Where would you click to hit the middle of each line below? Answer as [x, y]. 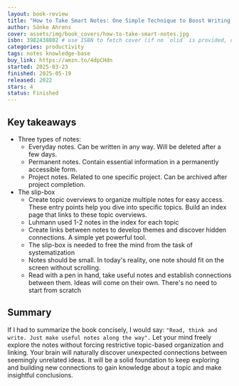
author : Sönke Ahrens [39, 27]
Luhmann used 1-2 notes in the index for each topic [103, 222]
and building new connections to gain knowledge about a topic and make [115, 368]
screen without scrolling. [64, 267]
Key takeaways [42, 122]
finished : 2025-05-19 [39, 73]
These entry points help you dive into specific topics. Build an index [127, 207]
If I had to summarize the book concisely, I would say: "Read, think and [112, 329]
